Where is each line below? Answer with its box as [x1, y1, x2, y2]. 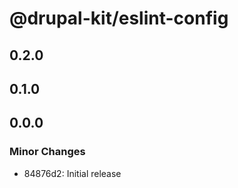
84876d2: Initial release [23, 167, 122, 179]
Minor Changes [9, 145, 86, 159]
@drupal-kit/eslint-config [9, 7, 229, 30]
